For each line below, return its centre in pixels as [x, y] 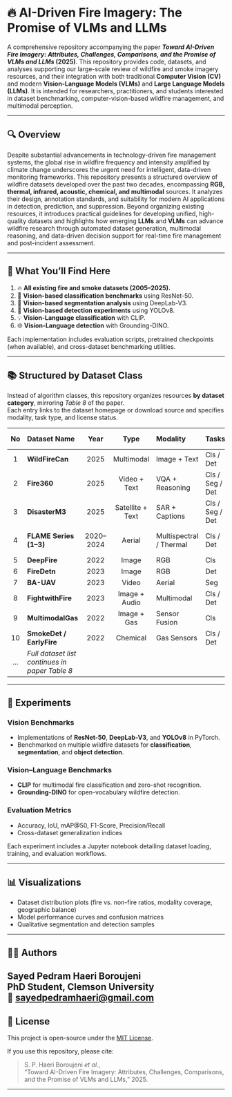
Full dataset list [52, 654]
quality [17, 221]
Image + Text [177, 459]
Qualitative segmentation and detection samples [86, 924]
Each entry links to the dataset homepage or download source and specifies [116, 410]
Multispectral [177, 536]
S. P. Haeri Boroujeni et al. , [62, 1065]
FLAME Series [51, 536]
